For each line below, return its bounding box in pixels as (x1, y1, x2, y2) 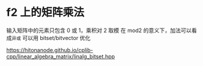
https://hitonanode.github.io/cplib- (6, 46, 94, 53)
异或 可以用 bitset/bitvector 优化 (12, 34, 90, 41)
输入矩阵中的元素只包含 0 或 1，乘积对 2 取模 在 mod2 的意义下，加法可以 (6, 27, 192, 34)
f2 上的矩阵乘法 (6, 5, 84, 19)
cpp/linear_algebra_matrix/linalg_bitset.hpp (6, 53, 115, 60)
